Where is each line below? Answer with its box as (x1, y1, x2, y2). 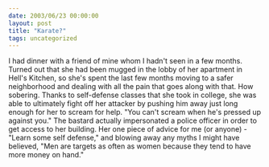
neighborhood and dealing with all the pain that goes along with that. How (8, 82, 254, 92)
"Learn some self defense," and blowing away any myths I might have (8, 133, 240, 143)
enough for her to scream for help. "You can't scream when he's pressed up (8, 108, 262, 117)
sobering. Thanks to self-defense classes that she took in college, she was (8, 90, 257, 100)
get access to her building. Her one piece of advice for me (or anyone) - (8, 124, 247, 134)
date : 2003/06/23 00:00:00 (8, 11, 99, 20)
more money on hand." (8, 150, 85, 160)
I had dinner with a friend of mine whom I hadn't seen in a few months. (8, 56, 243, 66)
